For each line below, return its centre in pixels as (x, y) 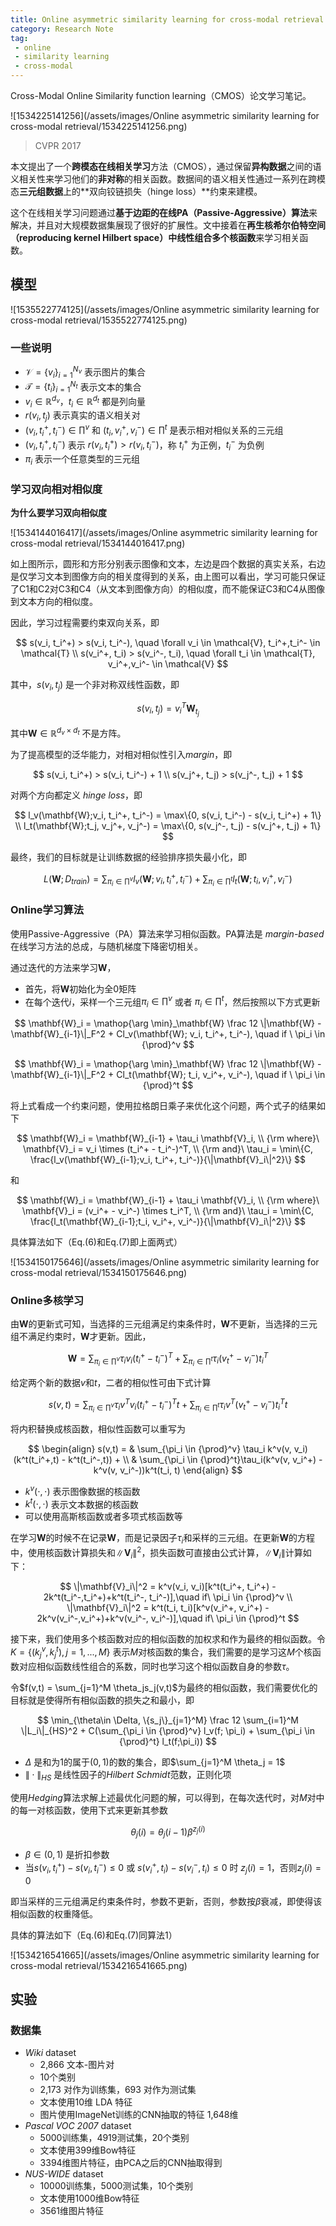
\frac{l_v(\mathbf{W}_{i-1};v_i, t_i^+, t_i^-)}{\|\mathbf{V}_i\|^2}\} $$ (168, 1160)
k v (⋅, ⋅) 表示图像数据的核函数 (82, 1490)
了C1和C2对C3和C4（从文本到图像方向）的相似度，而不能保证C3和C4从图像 (167, 589)
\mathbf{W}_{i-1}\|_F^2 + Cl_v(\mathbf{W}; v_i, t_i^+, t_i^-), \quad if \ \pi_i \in (168, 1034)
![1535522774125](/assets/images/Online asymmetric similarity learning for (165, 309)
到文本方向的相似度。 (54, 602)
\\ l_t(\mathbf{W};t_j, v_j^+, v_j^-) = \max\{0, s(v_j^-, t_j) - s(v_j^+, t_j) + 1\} (168, 825)
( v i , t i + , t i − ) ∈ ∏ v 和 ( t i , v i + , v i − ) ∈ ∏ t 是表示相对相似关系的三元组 (154, 430)
